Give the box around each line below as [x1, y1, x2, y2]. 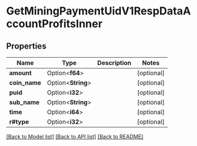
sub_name [9, 98, 40, 106]
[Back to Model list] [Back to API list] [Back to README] [6, 133, 144, 140]
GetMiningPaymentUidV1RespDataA [6, 4, 191, 18]
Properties [6, 41, 47, 51]
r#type [9, 118, 29, 126]
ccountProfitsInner [6, 17, 103, 31]
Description [97, 59, 132, 67]
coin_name [9, 79, 42, 87]
